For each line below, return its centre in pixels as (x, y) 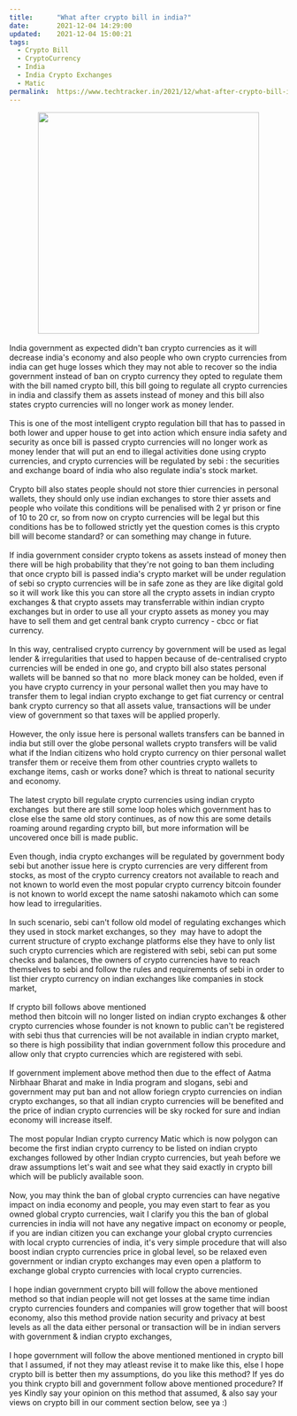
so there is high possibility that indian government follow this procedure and (147, 1044)
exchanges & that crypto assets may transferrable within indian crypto (137, 602)
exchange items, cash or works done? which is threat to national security (142, 771)
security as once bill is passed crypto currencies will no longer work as (138, 442)
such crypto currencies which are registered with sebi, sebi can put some (143, 950)
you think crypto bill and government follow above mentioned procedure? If (146, 1383)
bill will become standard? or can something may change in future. (130, 536)
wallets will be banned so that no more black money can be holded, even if (147, 677)
